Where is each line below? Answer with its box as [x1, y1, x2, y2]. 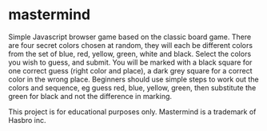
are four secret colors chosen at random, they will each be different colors [8, 40, 253, 50]
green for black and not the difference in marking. [8, 91, 173, 101]
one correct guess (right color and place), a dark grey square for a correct [8, 65, 253, 75]
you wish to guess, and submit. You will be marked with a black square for [8, 58, 253, 67]
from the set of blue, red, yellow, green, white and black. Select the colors [8, 49, 252, 58]
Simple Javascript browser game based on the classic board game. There [8, 32, 252, 42]
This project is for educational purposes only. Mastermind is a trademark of [8, 106, 257, 117]
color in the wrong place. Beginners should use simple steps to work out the [8, 74, 259, 84]
